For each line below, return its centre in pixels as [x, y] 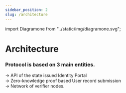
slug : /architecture [27, 14]
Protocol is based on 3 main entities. [50, 64]
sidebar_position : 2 [27, 10]
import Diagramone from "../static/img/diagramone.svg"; [63, 28]
